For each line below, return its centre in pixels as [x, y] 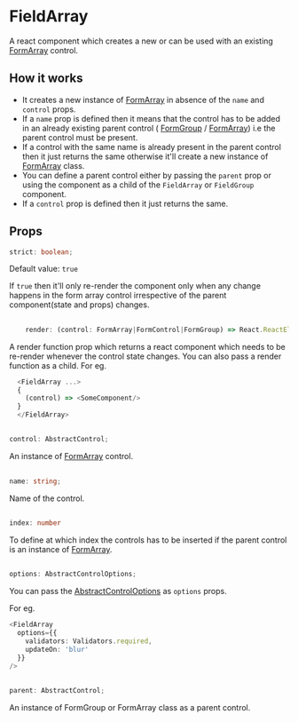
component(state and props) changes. [79, 305]
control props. [49, 109]
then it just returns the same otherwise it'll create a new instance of [145, 156]
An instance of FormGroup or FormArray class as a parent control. [130, 707]
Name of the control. [47, 498]
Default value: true [43, 269]
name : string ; [35, 481]
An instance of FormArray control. [71, 456]
